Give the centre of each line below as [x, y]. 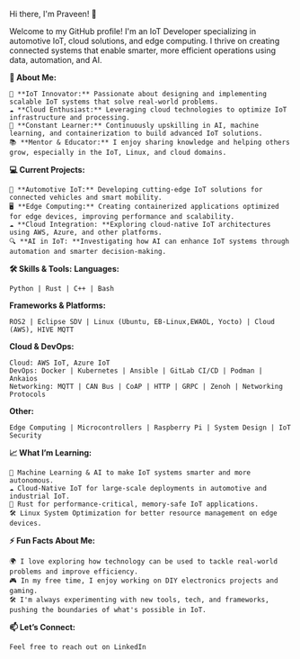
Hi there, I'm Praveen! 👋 [53, 14]
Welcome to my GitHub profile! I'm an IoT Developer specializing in [133, 31]
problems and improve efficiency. [74, 572]
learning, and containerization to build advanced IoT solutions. [136, 133]
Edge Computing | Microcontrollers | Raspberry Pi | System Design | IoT [150, 428]
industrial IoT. [40, 496]
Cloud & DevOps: [42, 346]
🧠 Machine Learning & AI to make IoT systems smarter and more [130, 473]
